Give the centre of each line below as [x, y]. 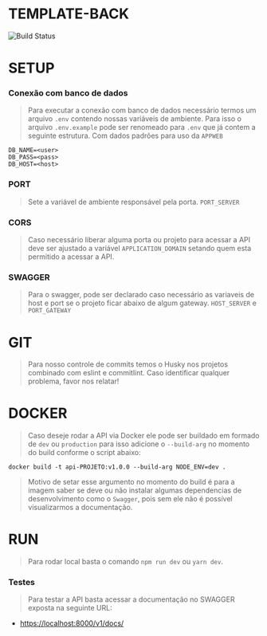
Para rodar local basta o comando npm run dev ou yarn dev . [125, 562]
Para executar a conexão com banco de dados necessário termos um [142, 110]
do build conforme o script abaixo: [84, 453]
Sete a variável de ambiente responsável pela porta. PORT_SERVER [133, 202]
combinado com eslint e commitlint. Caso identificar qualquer [129, 373]
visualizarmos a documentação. [80, 508]
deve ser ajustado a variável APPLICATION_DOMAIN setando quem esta [139, 249]
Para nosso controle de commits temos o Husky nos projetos [128, 364]
